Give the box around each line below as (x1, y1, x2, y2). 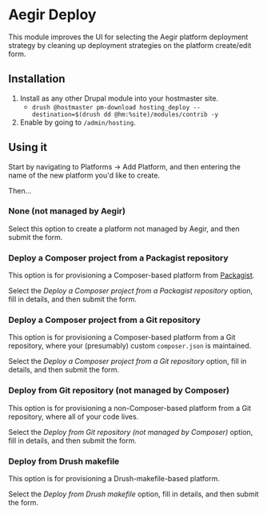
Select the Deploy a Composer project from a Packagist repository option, (8, 286, 253, 296)
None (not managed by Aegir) (8, 205, 126, 217)
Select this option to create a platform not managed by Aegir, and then (8, 224, 240, 233)
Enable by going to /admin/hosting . (19, 118, 136, 127)
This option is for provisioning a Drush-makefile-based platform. (8, 474, 220, 484)
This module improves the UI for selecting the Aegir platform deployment (8, 32, 249, 42)
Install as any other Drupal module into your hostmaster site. (19, 94, 218, 103)
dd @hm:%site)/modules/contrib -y (103, 110, 218, 118)
